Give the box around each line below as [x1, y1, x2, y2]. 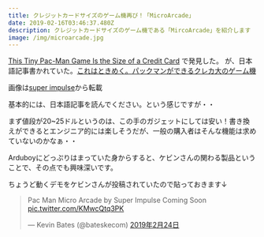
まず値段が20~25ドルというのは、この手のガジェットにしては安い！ [8, 116, 230, 126]
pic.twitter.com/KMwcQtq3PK [27, 204, 125, 213]
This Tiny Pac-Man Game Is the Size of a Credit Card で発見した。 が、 [8, 56, 239, 66]
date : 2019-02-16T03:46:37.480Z [8, 19, 114, 27]
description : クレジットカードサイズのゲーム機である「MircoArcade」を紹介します [8, 26, 251, 34]
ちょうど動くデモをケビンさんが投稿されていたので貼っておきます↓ [8, 179, 228, 190]
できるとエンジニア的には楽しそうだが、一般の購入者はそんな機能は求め [21, 126, 257, 136]
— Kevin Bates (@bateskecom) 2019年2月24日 [27, 220, 180, 230]
